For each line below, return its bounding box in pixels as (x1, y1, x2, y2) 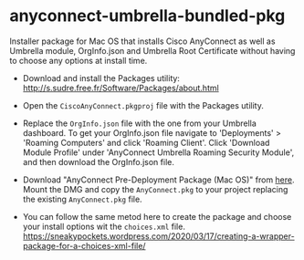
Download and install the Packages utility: (22, 72, 181, 83)
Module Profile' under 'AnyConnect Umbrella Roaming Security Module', (22, 147, 295, 158)
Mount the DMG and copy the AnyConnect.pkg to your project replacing (22, 183, 288, 194)
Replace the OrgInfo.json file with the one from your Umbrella (22, 118, 257, 129)
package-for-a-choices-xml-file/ (22, 240, 146, 251)
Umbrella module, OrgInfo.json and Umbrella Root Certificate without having (9, 45, 296, 56)
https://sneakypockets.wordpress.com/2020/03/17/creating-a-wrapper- (22, 230, 295, 242)
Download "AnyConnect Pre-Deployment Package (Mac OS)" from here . (22, 174, 295, 185)
